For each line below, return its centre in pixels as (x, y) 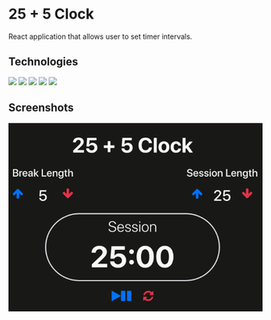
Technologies (44, 62)
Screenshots (41, 108)
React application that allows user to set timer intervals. (100, 36)
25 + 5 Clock (51, 14)
